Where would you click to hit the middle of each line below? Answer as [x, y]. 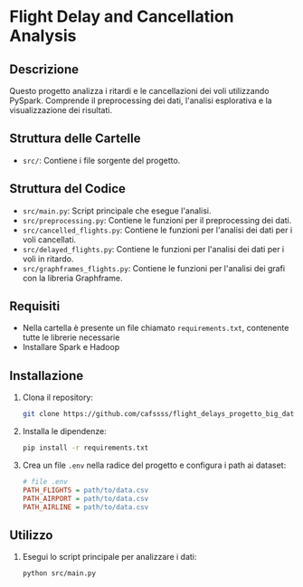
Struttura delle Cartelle [75, 139]
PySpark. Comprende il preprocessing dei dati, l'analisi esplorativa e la [141, 100]
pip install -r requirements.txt [85, 448]
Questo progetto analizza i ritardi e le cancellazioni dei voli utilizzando [139, 91]
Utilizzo [31, 535]
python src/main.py [59, 573]
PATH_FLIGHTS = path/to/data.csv [85, 490]
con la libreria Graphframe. [72, 278]
